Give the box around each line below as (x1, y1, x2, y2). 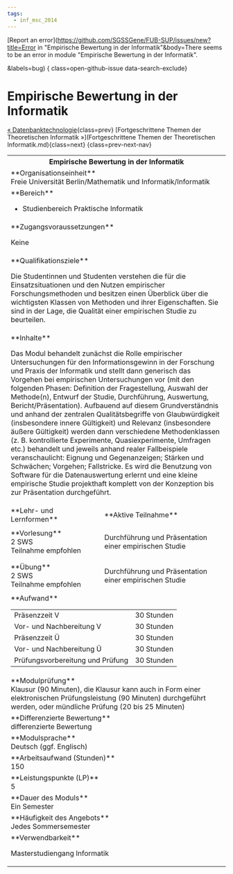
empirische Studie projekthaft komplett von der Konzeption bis (10, 479, 214, 489)
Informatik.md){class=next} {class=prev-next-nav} (7, 140, 152, 149)
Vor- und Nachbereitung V (14, 622, 102, 632)
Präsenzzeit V (14, 610, 60, 620)
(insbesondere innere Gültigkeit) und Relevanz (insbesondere (10, 418, 212, 428)
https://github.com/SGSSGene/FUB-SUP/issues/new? (57, 35, 212, 44)
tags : (7, 10, 23, 17)
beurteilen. (10, 315, 46, 325)
